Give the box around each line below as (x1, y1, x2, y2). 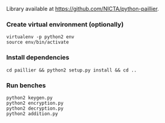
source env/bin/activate (6, 39, 69, 45)
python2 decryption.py (6, 105, 64, 111)
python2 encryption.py (6, 100, 64, 106)
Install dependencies (6, 53, 70, 62)
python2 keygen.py (6, 95, 53, 101)
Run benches (6, 81, 46, 90)
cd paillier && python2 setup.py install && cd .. (6, 67, 137, 73)
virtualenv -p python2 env (6, 34, 75, 40)
